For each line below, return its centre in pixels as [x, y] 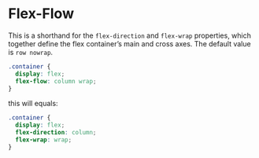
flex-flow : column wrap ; [56, 81]
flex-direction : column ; [56, 133]
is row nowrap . [31, 52]
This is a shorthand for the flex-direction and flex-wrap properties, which [130, 35]
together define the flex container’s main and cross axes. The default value [129, 43]
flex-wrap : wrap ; [44, 140]
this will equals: [33, 104]
